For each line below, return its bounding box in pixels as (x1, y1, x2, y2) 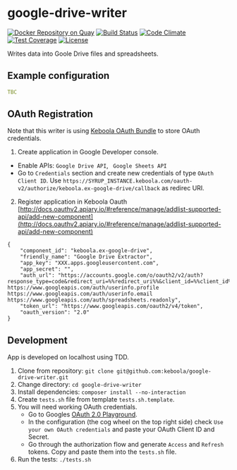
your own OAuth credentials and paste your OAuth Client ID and (28, 425, 215, 434)
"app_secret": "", (20, 266, 74, 273)
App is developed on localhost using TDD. (7, 353, 129, 361)
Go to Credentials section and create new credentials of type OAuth (17, 169, 214, 178)
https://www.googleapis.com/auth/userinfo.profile (7, 284, 159, 292)
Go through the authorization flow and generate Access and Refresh (28, 440, 224, 449)
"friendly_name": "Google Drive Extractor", (20, 254, 153, 261)
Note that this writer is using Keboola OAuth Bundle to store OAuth (7, 127, 200, 135)
